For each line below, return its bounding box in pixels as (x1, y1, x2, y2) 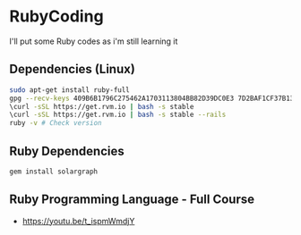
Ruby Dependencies (9, 143, 125, 158)
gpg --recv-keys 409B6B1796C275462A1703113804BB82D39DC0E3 (9, 94, 235, 103)
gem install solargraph (9, 167, 99, 176)
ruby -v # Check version (9, 119, 102, 128)
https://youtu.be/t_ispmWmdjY (21, 215, 135, 226)
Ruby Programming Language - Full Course (9, 192, 255, 207)
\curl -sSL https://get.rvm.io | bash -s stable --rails (9, 110, 227, 120)
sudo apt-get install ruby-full (9, 85, 130, 95)
